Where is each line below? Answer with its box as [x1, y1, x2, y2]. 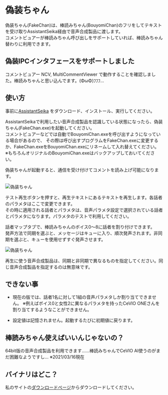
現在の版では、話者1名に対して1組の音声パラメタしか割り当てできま [12, 294, 152, 300]
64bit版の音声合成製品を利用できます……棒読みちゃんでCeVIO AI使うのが [5, 348, 156, 354]
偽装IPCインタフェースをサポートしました [5, 57, 134, 66]
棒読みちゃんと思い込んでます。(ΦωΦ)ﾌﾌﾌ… [14, 77, 104, 83]
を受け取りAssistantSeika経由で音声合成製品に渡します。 [5, 28, 123, 34]
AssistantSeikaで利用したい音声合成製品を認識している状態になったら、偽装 [5, 118, 163, 124]
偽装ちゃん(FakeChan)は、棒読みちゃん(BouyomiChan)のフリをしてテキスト [5, 22, 162, 28]
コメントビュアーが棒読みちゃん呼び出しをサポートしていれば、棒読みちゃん [5, 35, 163, 41]
